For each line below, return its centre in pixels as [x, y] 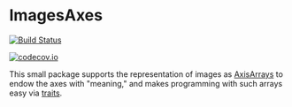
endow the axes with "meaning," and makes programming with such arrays [146, 83]
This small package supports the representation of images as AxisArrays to [146, 74]
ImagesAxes [56, 15]
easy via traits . [36, 93]
